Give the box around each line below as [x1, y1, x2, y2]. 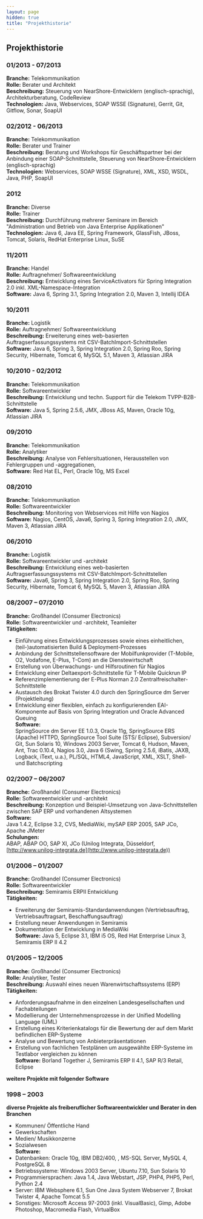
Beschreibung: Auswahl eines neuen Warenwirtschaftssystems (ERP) [6, 981, 181, 988]
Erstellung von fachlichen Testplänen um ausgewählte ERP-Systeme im [15, 1044, 193, 1051]
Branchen [6, 1110, 32, 1117]
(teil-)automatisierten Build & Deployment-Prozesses [15, 643, 147, 650]
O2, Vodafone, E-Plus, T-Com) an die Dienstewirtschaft [15, 656, 153, 663]
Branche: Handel [6, 265, 50, 272]
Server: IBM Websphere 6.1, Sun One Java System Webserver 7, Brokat [15, 1186, 193, 1194]
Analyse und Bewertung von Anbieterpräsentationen [15, 1037, 147, 1044]
